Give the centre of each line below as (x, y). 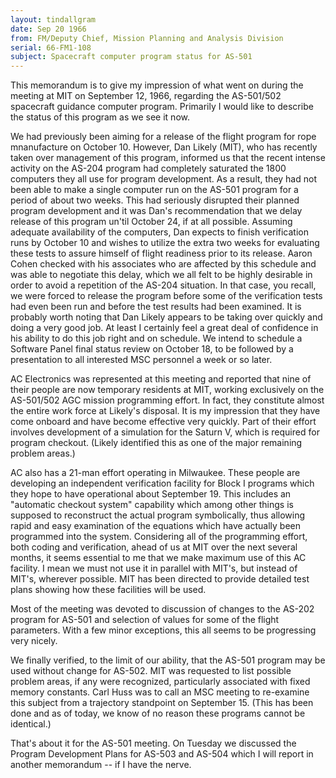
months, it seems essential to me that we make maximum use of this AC (158, 558)
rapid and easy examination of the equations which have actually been (155, 526)
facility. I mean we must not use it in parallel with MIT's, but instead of (154, 568)
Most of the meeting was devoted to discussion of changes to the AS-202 (162, 609)
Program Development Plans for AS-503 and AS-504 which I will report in (162, 754)
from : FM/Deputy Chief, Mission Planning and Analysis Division (147, 38)
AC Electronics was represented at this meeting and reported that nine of (161, 379)
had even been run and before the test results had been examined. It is (156, 307)
